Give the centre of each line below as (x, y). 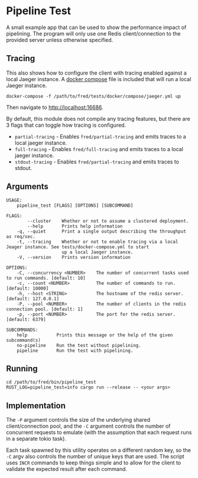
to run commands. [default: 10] (46, 278)
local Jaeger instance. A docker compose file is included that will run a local (99, 79)
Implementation (36, 405)
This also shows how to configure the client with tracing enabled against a (97, 73)
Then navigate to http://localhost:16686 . (55, 107)
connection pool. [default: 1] (45, 309)
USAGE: (14, 200)
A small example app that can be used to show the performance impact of (96, 27)
